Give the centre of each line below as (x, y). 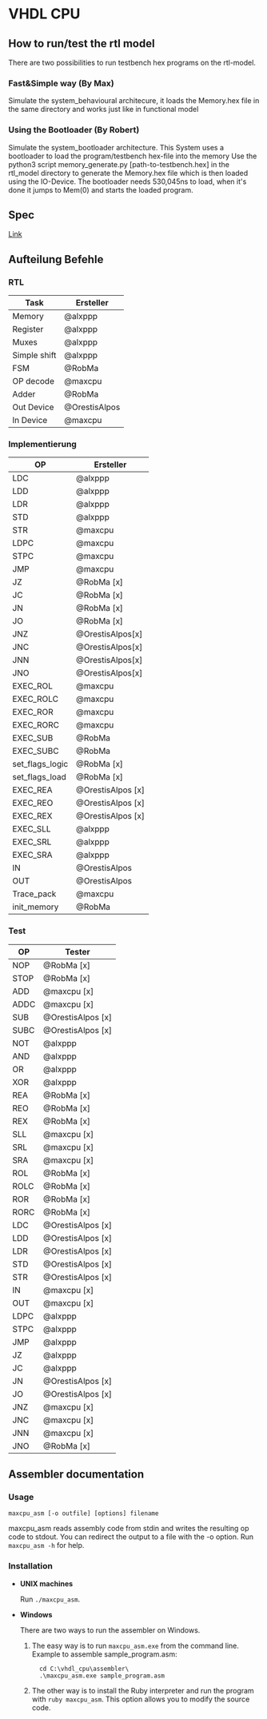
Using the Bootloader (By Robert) (74, 130)
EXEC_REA (32, 790)
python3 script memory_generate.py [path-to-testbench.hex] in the (119, 164)
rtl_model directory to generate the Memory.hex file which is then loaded (128, 173)
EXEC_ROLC (35, 699)
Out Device (33, 407)
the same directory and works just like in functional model (104, 110)
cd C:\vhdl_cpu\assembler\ (84, 1669)
